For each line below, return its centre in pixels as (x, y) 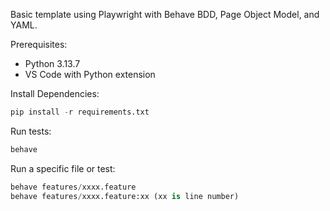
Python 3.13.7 (52, 63)
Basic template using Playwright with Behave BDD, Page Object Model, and (165, 14)
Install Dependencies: (55, 93)
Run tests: (31, 131)
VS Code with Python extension (90, 74)
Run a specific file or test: (63, 168)
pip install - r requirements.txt (80, 112)
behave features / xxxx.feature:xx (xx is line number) (125, 196)
